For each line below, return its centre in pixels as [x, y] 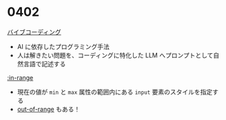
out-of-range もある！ [49, 109]
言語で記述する [44, 63]
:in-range [20, 77]
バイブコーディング [34, 32]
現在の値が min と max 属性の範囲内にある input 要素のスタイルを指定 [115, 92]
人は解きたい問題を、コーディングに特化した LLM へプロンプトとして [115, 55]
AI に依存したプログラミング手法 [63, 46]
